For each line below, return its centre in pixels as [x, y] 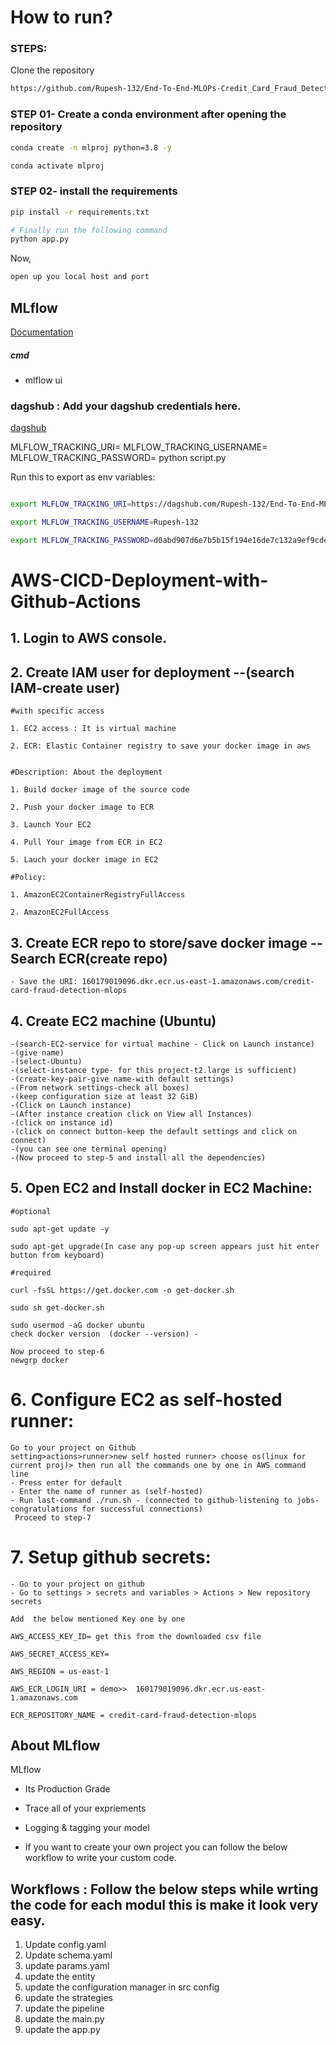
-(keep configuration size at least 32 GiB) [104, 1096]
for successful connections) [142, 1509]
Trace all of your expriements [85, 1808]
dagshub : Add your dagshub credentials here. [126, 406]
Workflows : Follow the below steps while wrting [164, 1889]
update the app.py [62, 2030]
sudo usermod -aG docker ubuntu [77, 1325]
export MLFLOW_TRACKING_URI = [71, 504]
